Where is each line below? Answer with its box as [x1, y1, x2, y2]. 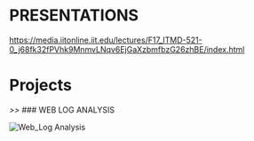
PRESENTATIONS [9, 5, 139, 26]
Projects [9, 75, 73, 96]
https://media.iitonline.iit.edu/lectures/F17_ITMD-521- [9, 35, 202, 45]
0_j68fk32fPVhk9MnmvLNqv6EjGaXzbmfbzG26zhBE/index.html [9, 43, 245, 54]
